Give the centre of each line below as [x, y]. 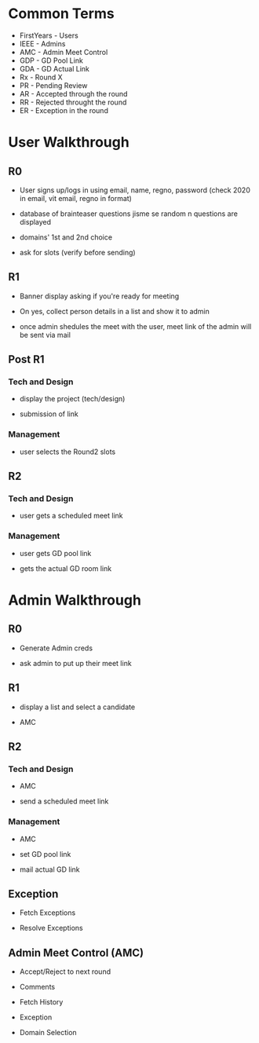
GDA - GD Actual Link [55, 68]
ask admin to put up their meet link [75, 663]
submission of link [49, 414]
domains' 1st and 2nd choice [66, 237]
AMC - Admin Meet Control [64, 52]
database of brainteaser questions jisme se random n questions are [128, 214]
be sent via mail [45, 335]
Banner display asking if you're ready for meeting [99, 296]
